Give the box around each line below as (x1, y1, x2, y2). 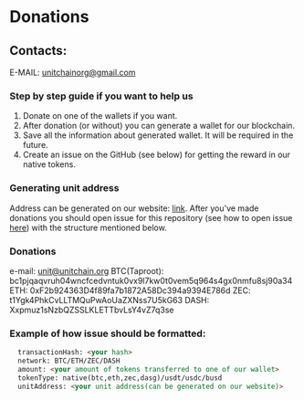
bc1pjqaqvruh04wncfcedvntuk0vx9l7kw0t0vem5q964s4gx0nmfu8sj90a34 (9, 275, 293, 286)
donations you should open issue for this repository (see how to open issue (9, 212, 293, 223)
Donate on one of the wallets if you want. (22, 111, 178, 121)
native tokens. (22, 159, 76, 170)
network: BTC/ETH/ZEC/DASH (17, 356, 121, 366)
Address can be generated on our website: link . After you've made (9, 203, 259, 214)
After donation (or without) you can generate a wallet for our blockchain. (22, 121, 295, 132)
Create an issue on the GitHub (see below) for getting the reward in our (22, 149, 290, 161)
